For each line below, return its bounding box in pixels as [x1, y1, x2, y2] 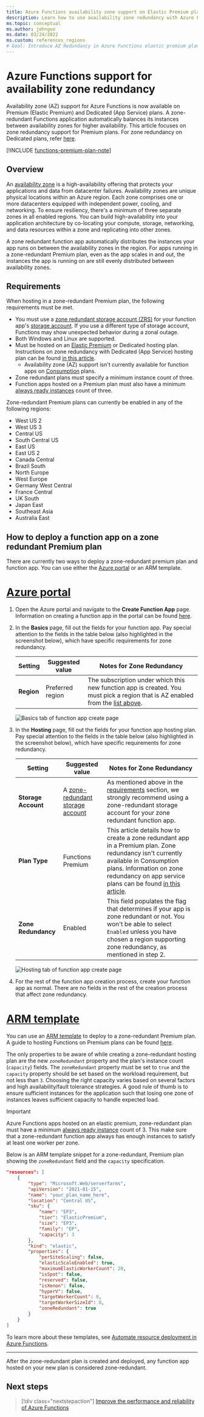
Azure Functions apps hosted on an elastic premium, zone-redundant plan [6, 1120, 192, 1127]
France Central [15, 489, 53, 496]
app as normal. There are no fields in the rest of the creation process [15, 985, 188, 992]
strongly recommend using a [107, 794, 189, 802]
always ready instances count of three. [15, 387, 113, 394]
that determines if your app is [107, 905, 191, 913]
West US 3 [15, 423, 42, 431]
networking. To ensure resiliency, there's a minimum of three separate [6, 206, 182, 213]
